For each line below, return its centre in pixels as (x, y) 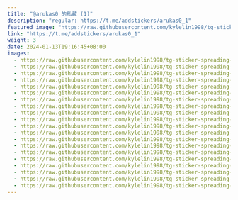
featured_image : (31, 27)
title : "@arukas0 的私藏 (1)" (50, 14)
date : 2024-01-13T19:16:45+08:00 (57, 47)
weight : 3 (22, 40)
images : (19, 54)
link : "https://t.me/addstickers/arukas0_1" (74, 34)
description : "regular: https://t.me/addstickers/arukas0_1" (100, 21)
